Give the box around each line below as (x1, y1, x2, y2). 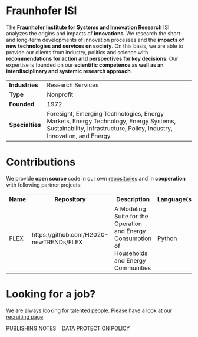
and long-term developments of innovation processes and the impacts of (6, 36, 184, 43)
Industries (9, 81, 38, 89)
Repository (54, 195, 87, 203)
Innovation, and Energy (47, 132, 111, 140)
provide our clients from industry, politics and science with (6, 48, 148, 55)
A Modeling (114, 205, 146, 213)
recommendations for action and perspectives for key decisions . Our (6, 55, 179, 62)
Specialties (9, 120, 41, 129)
